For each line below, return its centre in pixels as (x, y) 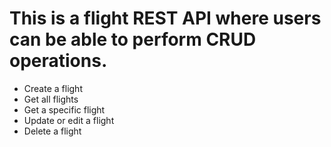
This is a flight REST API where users (165, 18)
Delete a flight (52, 131)
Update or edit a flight (69, 120)
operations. (58, 61)
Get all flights (51, 99)
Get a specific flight (64, 109)
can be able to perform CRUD (133, 39)
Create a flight (53, 88)
